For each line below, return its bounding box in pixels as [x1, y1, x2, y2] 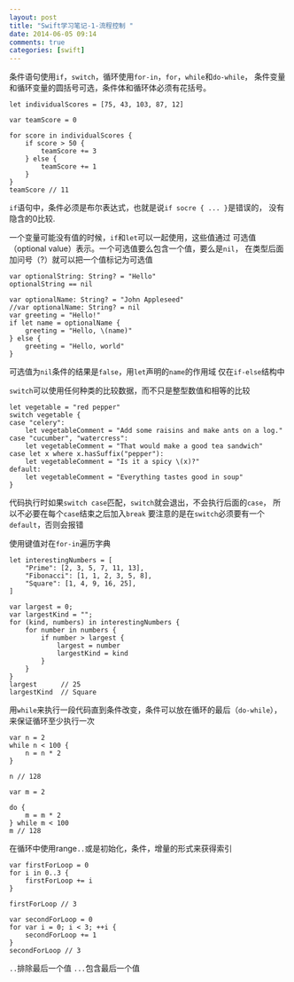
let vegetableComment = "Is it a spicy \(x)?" [25, 458, 200, 467]
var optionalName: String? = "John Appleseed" [9, 295, 184, 304]
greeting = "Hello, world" [25, 342, 125, 351]
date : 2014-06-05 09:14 [9, 29, 97, 38]
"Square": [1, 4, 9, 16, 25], [25, 579, 137, 588]
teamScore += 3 [41, 147, 97, 156]
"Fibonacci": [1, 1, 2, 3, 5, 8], [25, 571, 152, 581]
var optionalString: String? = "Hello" [9, 272, 157, 281]
